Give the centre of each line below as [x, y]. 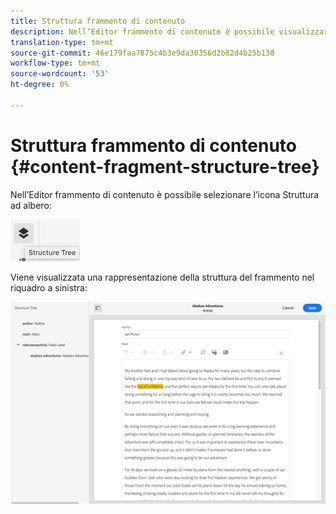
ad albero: [31, 205]
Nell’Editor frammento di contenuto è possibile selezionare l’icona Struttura [165, 194]
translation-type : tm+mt [62, 42]
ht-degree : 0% [40, 85]
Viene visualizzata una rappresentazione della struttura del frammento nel [162, 277]
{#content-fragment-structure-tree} [165, 166]
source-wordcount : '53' [60, 74]
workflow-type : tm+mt [55, 63]
